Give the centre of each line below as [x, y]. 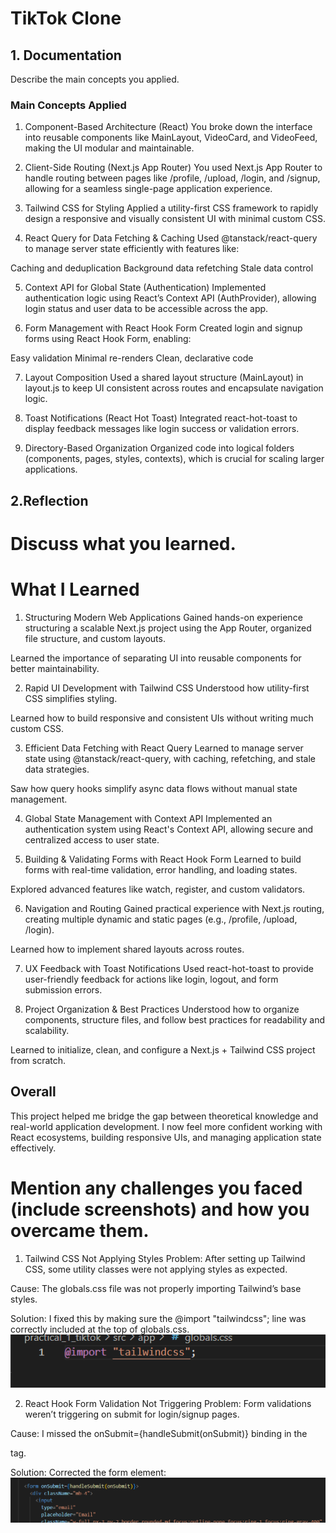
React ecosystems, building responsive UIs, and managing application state [166, 1137]
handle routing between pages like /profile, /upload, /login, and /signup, [172, 178]
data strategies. [57, 769]
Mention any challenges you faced [156, 1188]
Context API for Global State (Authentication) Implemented [145, 288]
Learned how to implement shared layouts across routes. [127, 949]
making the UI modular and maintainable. [109, 148]
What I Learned [75, 589]
